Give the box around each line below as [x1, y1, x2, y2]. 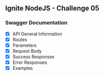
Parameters [12, 42, 37, 48]
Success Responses [12, 53, 55, 60]
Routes [12, 36, 28, 43]
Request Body [12, 48, 42, 54]
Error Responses [12, 59, 47, 65]
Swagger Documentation [5, 19, 68, 26]
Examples [12, 65, 33, 71]
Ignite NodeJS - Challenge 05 [5, 4, 99, 13]
